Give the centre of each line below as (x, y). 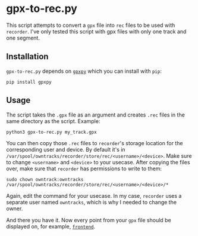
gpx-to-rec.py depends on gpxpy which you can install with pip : (84, 71)
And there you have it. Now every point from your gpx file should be (89, 220)
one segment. (23, 38)
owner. (15, 209)
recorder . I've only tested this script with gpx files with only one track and (96, 31)
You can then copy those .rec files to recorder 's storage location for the (95, 143)
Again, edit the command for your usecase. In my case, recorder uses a (94, 195)
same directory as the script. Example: (53, 121)
